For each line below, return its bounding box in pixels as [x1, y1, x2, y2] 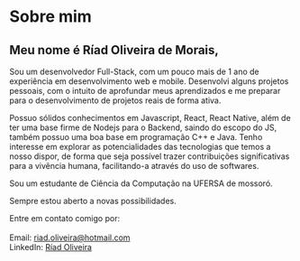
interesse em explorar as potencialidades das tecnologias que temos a [9, 142, 271, 152]
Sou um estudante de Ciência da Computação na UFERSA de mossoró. [9, 178, 273, 189]
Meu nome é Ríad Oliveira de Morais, [9, 42, 219, 58]
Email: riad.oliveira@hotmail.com [9, 232, 131, 243]
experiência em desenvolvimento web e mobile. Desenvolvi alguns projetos [9, 76, 289, 87]
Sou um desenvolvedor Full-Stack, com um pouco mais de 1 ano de [9, 66, 259, 77]
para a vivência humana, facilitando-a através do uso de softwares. [9, 161, 259, 171]
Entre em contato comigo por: [9, 213, 120, 223]
